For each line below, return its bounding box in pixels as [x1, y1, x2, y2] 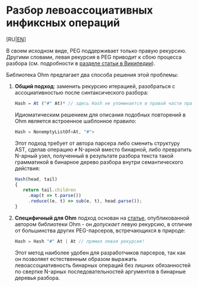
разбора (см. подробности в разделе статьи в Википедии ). [6, 60, 155, 67]
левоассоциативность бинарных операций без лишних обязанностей [14, 262, 191, 269]
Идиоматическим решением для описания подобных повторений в [14, 111, 186, 118]
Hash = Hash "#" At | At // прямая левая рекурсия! [14, 238, 145, 244]
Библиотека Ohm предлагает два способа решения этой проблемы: [6, 71, 178, 78]
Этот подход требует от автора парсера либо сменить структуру [14, 140, 180, 147]
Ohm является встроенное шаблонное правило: [14, 117, 137, 124]
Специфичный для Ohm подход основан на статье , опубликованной [14, 214, 190, 221]
